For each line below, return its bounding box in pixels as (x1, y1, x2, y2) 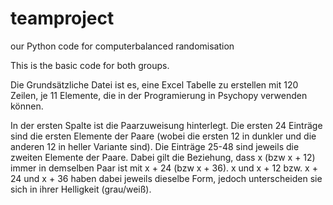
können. (10, 100, 44, 112)
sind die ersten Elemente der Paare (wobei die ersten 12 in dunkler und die (10, 130, 317, 142)
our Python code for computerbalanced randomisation (10, 40, 235, 52)
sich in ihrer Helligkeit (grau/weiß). (10, 183, 152, 195)
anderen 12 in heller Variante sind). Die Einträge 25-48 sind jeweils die (10, 140, 300, 152)
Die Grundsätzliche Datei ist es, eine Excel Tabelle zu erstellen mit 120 (10, 78, 299, 91)
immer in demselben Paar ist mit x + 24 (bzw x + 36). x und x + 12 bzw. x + (10, 162, 318, 174)
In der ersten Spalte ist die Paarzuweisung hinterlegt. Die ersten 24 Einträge (10, 119, 323, 131)
